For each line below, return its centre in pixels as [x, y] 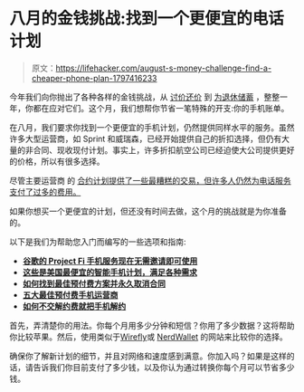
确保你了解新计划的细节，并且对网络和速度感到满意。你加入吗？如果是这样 [148, 356]
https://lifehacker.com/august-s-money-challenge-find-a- [164, 68]
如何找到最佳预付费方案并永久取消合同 [94, 283]
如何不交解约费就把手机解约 [74, 306]
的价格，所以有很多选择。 [57, 161]
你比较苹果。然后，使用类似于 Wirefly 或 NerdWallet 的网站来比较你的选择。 [148, 337]
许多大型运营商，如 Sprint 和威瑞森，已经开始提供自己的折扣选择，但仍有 [146, 139]
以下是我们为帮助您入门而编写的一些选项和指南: [98, 242]
